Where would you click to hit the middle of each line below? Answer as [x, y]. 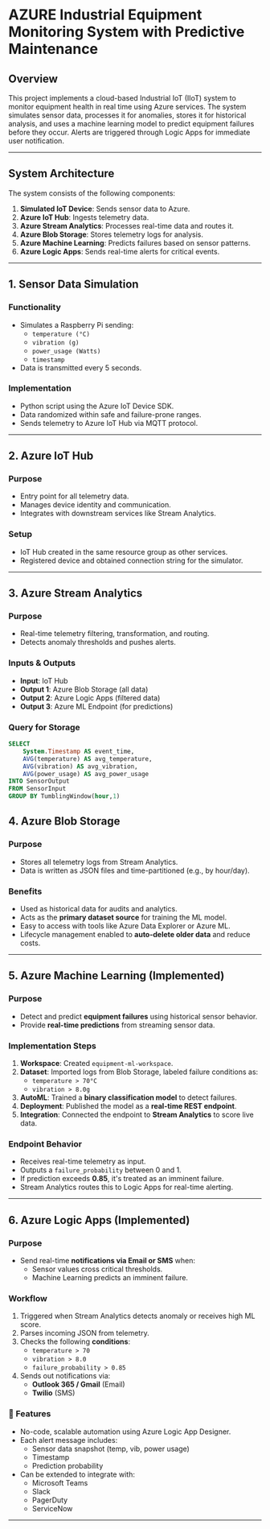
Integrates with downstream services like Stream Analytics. [118, 514]
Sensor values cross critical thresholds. [97, 1269]
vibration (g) [55, 343]
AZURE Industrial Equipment [105, 15]
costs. [30, 943]
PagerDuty [50, 1500]
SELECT [19, 744]
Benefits [25, 891]
